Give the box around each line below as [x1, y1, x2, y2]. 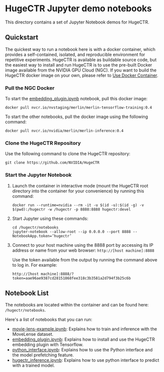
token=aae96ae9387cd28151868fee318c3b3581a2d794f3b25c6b [12, 276, 131, 280]
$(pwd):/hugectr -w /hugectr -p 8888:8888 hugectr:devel [12, 207, 131, 212]
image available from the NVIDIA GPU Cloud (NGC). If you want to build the [5, 67, 157, 73]
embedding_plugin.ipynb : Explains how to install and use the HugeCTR [12, 336, 155, 343]
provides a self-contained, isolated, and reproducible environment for [5, 51, 145, 57]
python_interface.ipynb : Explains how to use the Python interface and [12, 347, 153, 353]
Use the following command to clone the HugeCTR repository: [5, 151, 131, 157]
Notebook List [5, 289, 49, 298]
